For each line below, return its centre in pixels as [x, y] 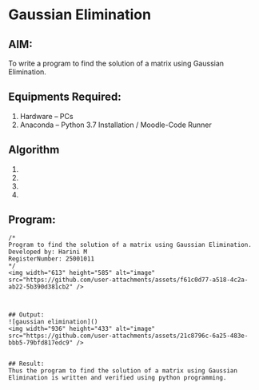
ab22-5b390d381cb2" [41, 287]
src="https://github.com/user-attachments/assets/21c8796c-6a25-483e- [128, 336]
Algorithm [34, 150]
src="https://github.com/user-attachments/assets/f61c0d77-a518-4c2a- [128, 280]
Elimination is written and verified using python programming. [118, 378]
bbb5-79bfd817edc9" [41, 343]
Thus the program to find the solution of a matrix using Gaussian [123, 371]
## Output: [26, 315]
